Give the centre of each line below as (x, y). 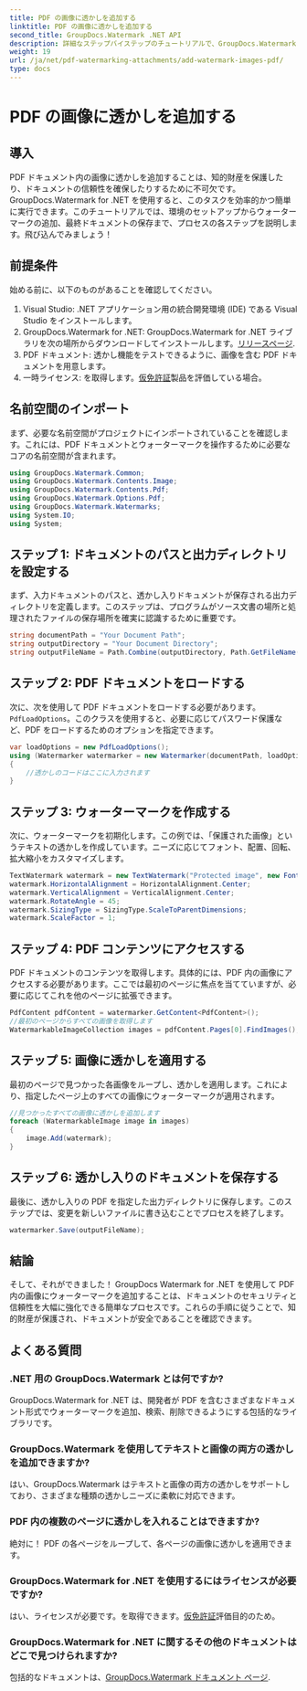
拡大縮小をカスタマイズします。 (69, 859)
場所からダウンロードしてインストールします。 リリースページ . (179, 343)
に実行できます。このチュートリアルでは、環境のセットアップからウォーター (153, 211)
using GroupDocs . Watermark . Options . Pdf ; (88, 499)
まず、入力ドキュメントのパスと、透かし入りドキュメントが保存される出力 (149, 596)
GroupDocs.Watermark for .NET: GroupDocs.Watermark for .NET (144, 332)
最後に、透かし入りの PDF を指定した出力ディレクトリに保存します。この (147, 1201)
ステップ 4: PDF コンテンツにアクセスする (127, 949)
